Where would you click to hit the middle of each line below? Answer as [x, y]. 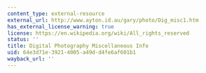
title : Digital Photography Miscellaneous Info [78, 46]
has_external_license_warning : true [61, 26]
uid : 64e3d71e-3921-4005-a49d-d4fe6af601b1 [72, 53]
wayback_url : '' [31, 59]
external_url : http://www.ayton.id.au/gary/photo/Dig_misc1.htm [103, 20]
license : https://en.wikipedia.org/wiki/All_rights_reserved [98, 33]
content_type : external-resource [56, 14]
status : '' [23, 40]
